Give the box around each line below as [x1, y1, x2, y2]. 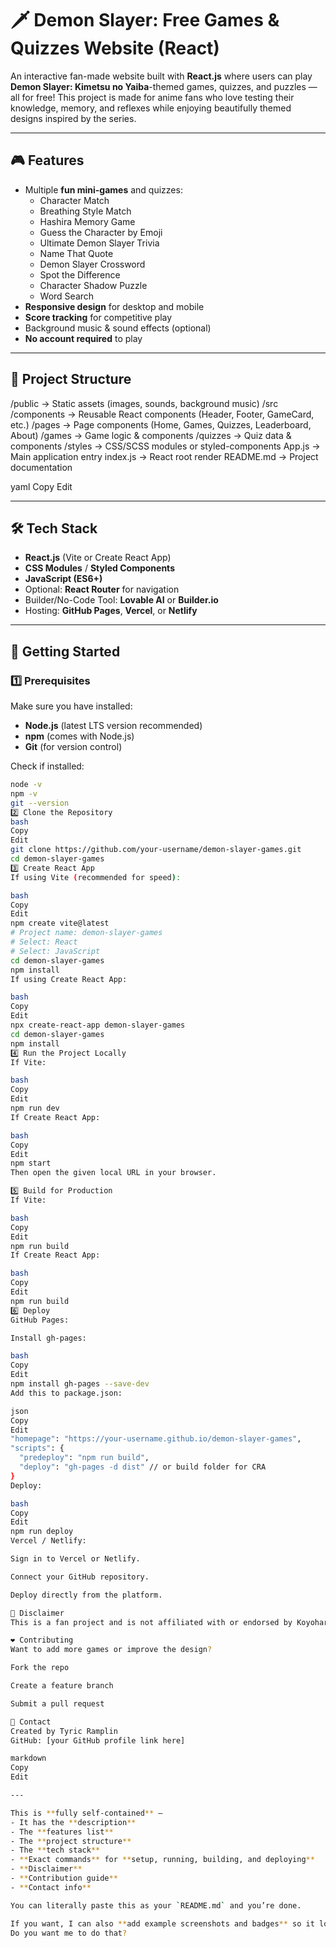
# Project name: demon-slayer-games [10, 928, 163, 938]
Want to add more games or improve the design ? [10, 1645, 213, 1655]
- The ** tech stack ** [10, 1845, 101, 1856]
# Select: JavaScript [10, 946, 101, 956]
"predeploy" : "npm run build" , [19, 1453, 150, 1463]
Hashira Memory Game [39, 215, 136, 227]
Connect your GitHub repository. [10, 1572, 150, 1582]
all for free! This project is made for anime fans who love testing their [10, 91, 295, 103]
